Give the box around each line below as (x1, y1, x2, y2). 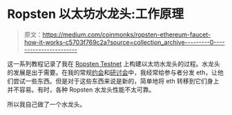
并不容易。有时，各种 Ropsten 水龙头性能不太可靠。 (7, 85, 155, 94)
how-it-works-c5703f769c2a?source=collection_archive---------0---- (23, 38, 225, 46)
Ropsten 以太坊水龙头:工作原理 (7, 6, 184, 22)
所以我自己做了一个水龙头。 (7, 100, 86, 108)
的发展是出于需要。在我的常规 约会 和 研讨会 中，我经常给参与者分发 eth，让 (7, 68, 217, 76)
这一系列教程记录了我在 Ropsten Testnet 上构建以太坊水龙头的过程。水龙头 (7, 59, 220, 67)
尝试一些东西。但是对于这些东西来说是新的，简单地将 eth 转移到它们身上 (12, 76, 220, 85)
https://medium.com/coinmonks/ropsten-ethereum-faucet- (42, 30, 211, 39)
